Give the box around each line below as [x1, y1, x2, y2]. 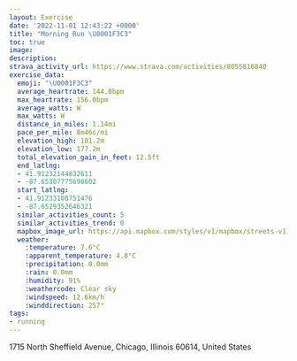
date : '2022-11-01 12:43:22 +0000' [9, 21, 141, 30]
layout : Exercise [9, 12, 73, 22]
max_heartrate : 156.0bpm [17, 95, 109, 104]
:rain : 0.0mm [25, 268, 73, 277]
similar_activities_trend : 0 [17, 219, 125, 227]
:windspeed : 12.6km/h [25, 293, 104, 302]
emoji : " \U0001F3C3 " [17, 79, 93, 88]
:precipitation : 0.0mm [25, 260, 109, 269]
